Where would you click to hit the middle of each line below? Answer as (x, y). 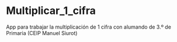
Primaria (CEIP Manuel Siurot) (42, 33)
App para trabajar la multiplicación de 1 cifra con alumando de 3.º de (88, 27)
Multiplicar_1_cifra (51, 11)
